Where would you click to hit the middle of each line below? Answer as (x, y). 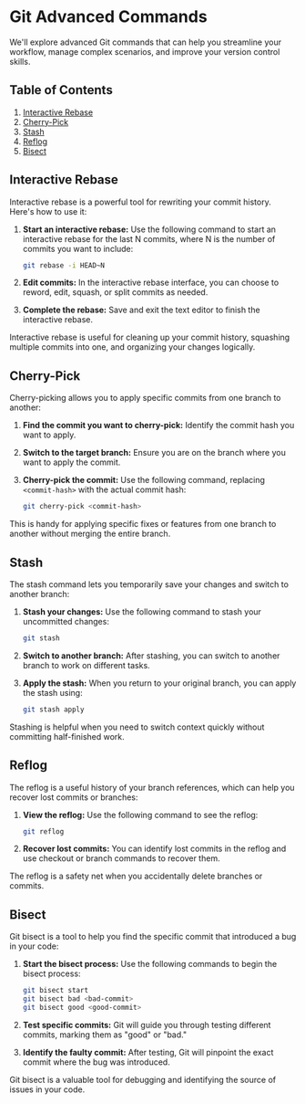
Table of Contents (61, 90)
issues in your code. (47, 1089)
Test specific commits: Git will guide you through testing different (147, 1025)
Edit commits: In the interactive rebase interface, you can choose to (151, 283)
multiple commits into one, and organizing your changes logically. (132, 347)
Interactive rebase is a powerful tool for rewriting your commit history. (140, 202)
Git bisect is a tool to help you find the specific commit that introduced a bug (153, 937)
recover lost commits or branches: (74, 797)
